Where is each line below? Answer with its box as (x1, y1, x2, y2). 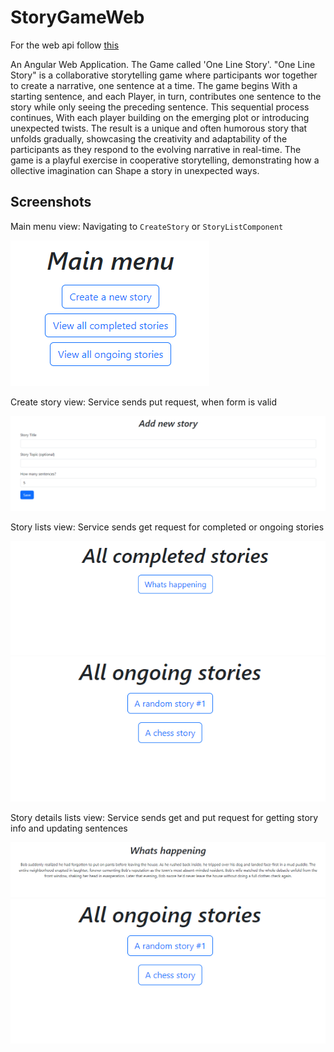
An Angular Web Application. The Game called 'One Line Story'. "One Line (10, 58, 316, 70)
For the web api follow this (10, 39, 120, 51)
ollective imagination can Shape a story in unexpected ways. (10, 164, 260, 176)
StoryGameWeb (10, 6, 145, 29)
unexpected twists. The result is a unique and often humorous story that (10, 122, 308, 134)
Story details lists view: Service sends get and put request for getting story (10, 811, 319, 823)
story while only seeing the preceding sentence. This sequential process (10, 101, 310, 113)
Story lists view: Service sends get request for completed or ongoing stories (10, 521, 325, 533)
